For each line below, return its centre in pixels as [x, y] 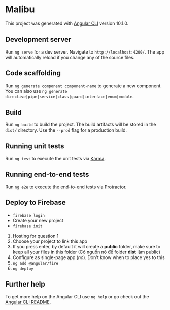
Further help [25, 284]
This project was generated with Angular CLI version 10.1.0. [67, 23]
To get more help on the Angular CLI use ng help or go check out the [77, 296]
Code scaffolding [33, 73]
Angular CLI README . [28, 302]
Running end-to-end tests [47, 174]
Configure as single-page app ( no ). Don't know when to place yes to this [89, 257]
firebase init [27, 226]
